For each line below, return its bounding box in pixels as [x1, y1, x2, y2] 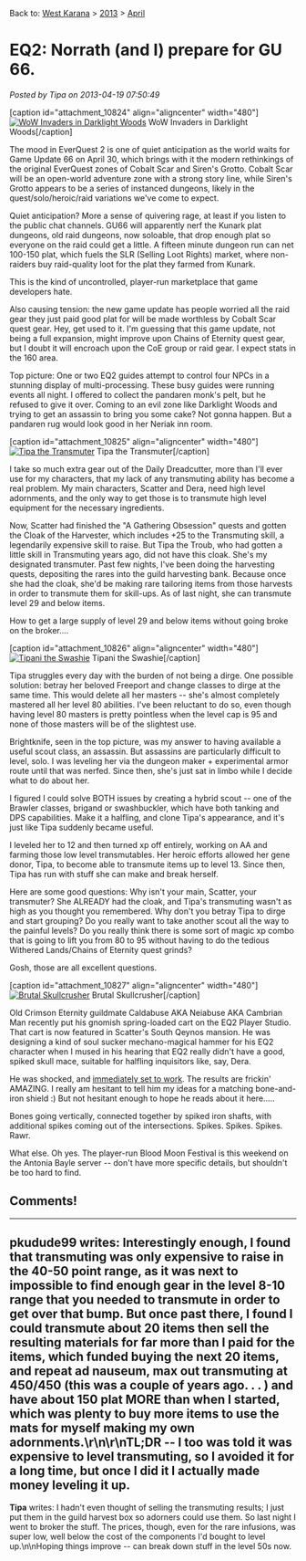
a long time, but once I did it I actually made [9, 1463, 260, 1479]
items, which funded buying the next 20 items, [9, 1349, 280, 1365]
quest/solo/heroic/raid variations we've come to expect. [9, 192, 219, 204]
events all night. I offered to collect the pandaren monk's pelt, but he [9, 389, 266, 400]
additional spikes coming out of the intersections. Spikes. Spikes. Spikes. [9, 1120, 283, 1131]
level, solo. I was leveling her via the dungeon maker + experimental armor [9, 755, 289, 766]
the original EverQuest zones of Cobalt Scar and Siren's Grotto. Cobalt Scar [9, 163, 293, 174]
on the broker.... [9, 624, 69, 635]
